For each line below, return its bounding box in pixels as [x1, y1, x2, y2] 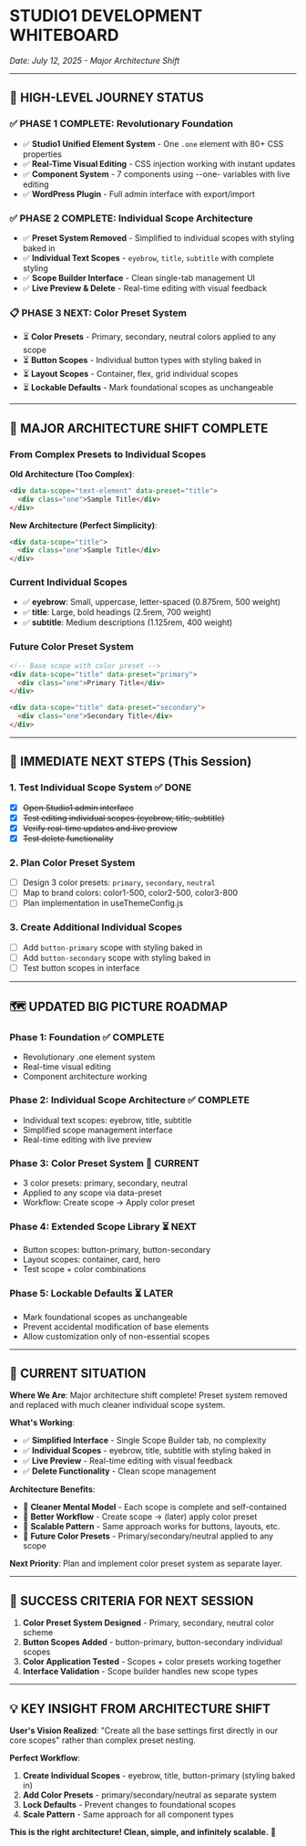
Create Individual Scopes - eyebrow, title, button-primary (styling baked [22, 1770, 296, 1781]
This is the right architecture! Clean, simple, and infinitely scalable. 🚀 [9, 1827, 276, 1838]
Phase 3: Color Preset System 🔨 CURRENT [9, 1156, 200, 1169]
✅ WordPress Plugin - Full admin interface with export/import [22, 188, 255, 199]
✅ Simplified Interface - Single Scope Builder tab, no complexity [22, 1434, 267, 1446]
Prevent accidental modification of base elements [22, 1320, 209, 1332]
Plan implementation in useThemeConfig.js [22, 898, 184, 909]
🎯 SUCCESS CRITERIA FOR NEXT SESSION [9, 1593, 254, 1609]
